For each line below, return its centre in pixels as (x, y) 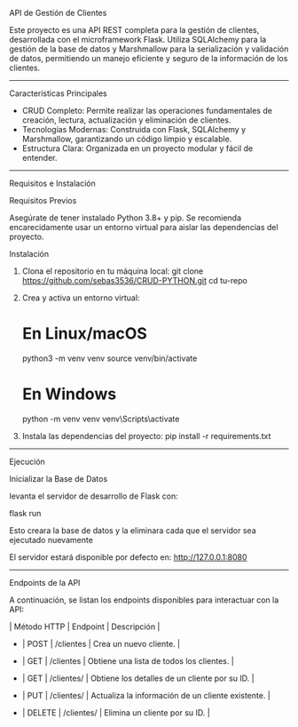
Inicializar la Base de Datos (59, 478)
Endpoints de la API (45, 582)
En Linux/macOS (85, 334)
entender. (39, 158)
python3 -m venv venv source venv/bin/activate (110, 358)
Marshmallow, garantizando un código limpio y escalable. (127, 139)
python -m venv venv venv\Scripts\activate (101, 419)
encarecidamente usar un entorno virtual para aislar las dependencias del (144, 227)
